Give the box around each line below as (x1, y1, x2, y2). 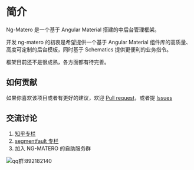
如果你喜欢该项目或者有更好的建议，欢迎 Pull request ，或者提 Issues (6, 94, 173, 101)
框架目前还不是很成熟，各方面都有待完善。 (6, 58, 110, 66)
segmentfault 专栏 (14, 137, 59, 145)
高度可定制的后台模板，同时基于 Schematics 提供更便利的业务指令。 (6, 45, 172, 53)
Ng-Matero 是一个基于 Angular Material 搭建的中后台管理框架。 (6, 26, 160, 33)
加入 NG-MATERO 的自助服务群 (14, 145, 91, 152)
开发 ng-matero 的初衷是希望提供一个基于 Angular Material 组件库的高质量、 (6, 38, 192, 45)
